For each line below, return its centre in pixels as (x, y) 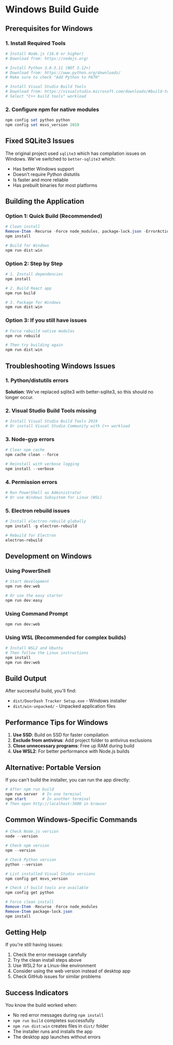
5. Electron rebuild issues (38, 511)
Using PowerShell (28, 571)
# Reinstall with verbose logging (42, 464)
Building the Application (45, 202)
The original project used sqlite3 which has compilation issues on (76, 153)
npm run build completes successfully (54, 1021)
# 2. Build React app (29, 288)
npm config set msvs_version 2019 (42, 125)
